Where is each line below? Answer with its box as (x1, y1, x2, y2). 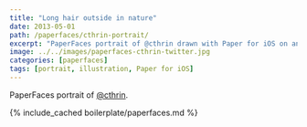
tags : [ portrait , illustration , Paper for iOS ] (9, 65, 195, 74)
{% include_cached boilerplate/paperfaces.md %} (9, 107, 198, 118)
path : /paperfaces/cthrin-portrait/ (9, 30, 149, 39)
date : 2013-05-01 (9, 22, 76, 31)
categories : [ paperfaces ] (9, 56, 108, 65)
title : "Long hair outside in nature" (9, 13, 157, 23)
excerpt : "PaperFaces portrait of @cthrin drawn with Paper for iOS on (9, 38, 288, 48)
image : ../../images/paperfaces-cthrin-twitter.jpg (9, 48, 210, 57)
